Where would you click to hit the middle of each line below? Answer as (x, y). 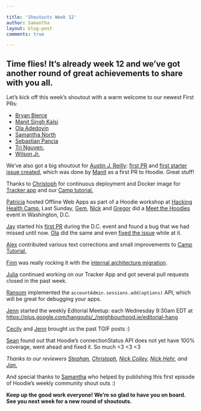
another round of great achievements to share (94, 73)
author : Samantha (28, 23)
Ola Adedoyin (32, 128)
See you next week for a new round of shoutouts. (69, 401)
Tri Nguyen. (30, 147)
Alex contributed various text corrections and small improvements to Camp (99, 245)
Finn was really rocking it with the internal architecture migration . (87, 263)
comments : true (25, 34)
